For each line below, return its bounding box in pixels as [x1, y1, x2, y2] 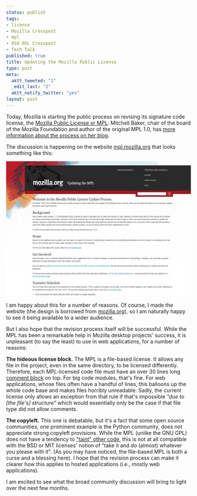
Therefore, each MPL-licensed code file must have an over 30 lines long [6, 368, 181, 375]
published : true [6, 53, 46, 59]
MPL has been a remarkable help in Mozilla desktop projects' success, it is [6, 331, 186, 339]
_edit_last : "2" [11, 84, 51, 90]
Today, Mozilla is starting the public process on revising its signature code [6, 113, 185, 120]
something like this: [6, 149, 53, 156]
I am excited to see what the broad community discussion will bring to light [6, 478, 187, 485]
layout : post [6, 96, 38, 102]
